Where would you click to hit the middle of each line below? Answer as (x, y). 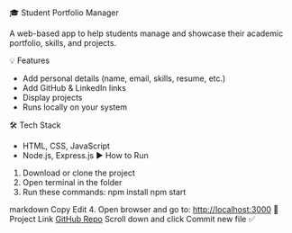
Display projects (52, 98)
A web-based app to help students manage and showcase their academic (146, 33)
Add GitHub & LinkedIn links (74, 88)
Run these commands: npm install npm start (104, 192)
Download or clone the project (78, 173)
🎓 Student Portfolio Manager (64, 13)
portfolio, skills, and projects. (63, 43)
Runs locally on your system (75, 107)
